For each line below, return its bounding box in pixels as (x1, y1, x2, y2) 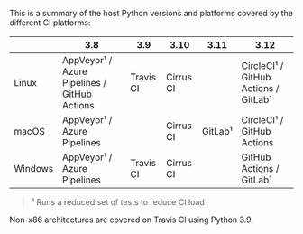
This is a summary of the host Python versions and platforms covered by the (9, 8, 293, 18)
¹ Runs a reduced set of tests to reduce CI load (31, 197, 205, 207)
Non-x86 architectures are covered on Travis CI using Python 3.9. (9, 214, 254, 225)
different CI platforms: (9, 17, 91, 28)
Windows (14, 163, 54, 174)
